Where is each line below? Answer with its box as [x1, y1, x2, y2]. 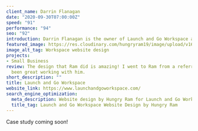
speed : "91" [6, 19, 35, 25]
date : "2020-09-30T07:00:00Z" [6, 14, 81, 20]
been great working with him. [11, 69, 85, 75]
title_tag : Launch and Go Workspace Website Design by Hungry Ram [11, 101, 178, 108]
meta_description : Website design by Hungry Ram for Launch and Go [11, 96, 181, 102]
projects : [6, 53, 31, 58]
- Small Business [6, 58, 49, 64]
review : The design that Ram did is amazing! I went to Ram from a [6, 63, 176, 70]
